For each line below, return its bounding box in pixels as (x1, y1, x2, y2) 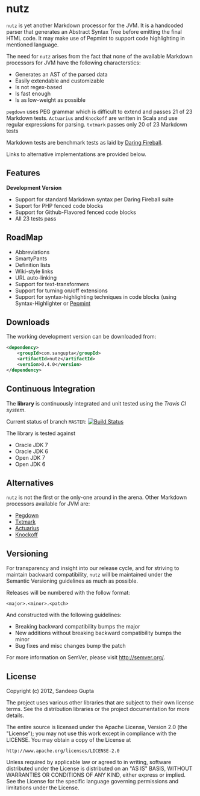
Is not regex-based (14, 83, 63, 90)
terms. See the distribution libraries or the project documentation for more (6, 706, 190, 712)
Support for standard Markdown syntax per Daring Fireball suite (14, 195, 173, 203)
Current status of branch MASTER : (6, 418, 87, 425)
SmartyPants (14, 255, 48, 262)
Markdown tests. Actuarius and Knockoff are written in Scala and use (6, 114, 178, 122)
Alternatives (6, 478, 54, 488)
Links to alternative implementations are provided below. (6, 150, 146, 158)
